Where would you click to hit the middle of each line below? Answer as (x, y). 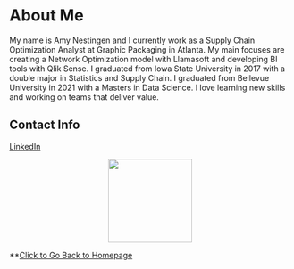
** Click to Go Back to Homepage (71, 255)
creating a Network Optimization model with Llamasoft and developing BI (144, 59)
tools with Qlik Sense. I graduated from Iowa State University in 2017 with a (147, 69)
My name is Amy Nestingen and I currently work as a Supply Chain (132, 40)
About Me (46, 16)
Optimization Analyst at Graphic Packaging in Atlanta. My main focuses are (147, 49)
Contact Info (45, 125)
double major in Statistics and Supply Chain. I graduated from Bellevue (139, 77)
